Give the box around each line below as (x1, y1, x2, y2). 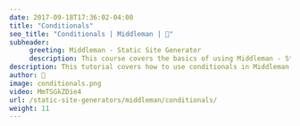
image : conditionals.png (9, 79, 102, 88)
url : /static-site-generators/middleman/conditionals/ (9, 95, 218, 105)
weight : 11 (9, 104, 50, 113)
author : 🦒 (9, 71, 46, 80)
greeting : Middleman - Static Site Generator (29, 46, 202, 55)
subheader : (9, 37, 50, 47)
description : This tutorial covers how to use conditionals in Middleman (9, 63, 290, 72)
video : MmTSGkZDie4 (9, 87, 82, 96)
